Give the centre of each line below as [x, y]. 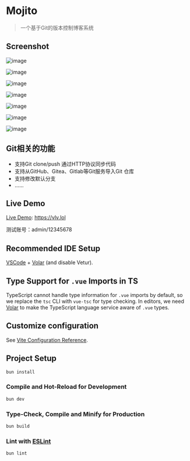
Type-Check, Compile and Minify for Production [75, 414]
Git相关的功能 [31, 148]
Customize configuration [52, 326]
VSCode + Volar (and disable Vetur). [50, 262]
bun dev [15, 399]
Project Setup [31, 358]
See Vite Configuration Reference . [47, 340]
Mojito [22, 11]
